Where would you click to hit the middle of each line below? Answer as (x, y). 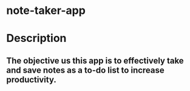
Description (36, 39)
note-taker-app (46, 11)
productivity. (31, 79)
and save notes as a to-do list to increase (86, 70)
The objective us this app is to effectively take (95, 60)
